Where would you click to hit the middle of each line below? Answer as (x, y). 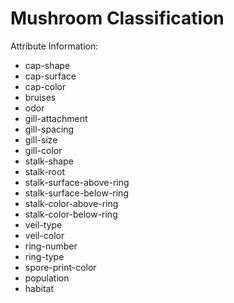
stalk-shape (49, 161)
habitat (39, 288)
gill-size (41, 139)
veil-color (44, 235)
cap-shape (47, 65)
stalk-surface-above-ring (77, 182)
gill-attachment (56, 118)
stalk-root (44, 171)
